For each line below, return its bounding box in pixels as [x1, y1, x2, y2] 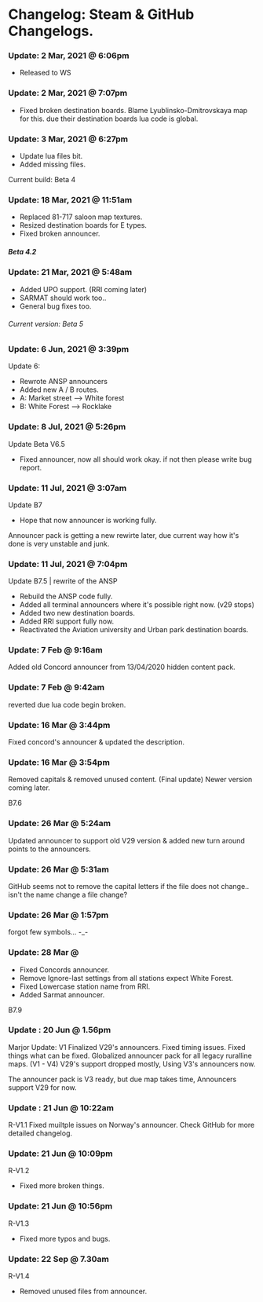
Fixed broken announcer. [19, 229, 100, 239]
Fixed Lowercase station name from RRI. [19, 982, 151, 991]
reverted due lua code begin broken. [8, 700, 126, 709]
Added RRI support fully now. [19, 616, 115, 626]
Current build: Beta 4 [8, 175, 76, 185]
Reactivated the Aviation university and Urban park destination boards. [19, 625, 249, 635]
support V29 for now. [8, 1082, 77, 1092]
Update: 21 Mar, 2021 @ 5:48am [8, 267, 133, 278]
